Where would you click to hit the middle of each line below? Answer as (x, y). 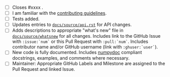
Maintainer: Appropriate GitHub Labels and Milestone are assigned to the (89, 64)
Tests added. (26, 19)
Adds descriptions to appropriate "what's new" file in (68, 31)
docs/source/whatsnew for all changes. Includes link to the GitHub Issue (86, 36)
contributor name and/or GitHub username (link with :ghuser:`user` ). (85, 47)
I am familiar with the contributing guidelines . (59, 13)
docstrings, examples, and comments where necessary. (71, 58)
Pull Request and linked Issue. (44, 69)
